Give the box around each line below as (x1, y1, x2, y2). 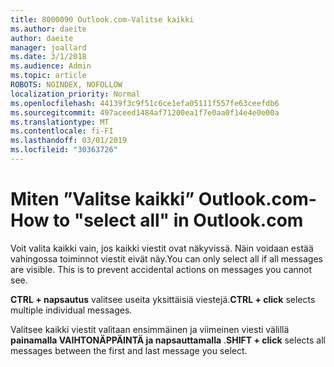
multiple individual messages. (10, 304, 133, 316)
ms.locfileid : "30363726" (10, 145, 118, 155)
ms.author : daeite (10, 24, 87, 34)
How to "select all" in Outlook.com (10, 209, 304, 232)
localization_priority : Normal (10, 89, 141, 99)
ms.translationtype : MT (10, 117, 110, 127)
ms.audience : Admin (10, 61, 92, 71)
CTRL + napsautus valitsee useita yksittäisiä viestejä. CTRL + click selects (10, 293, 316, 305)
